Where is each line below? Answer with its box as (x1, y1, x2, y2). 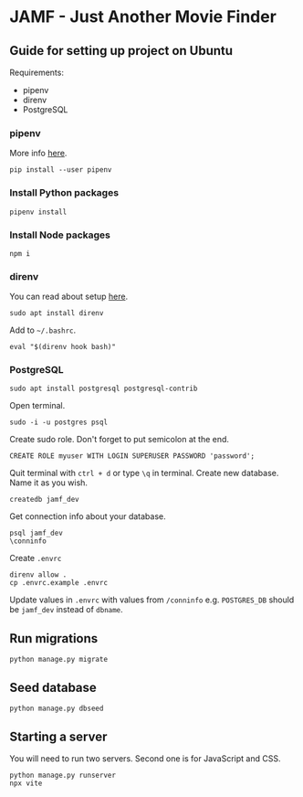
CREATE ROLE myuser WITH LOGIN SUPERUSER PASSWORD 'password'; (9, 452, 256, 461)
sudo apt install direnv (9, 309, 104, 318)
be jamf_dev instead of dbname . (9, 604, 123, 615)
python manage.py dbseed (9, 704, 104, 714)
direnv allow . (9, 570, 68, 579)
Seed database (9, 679, 98, 696)
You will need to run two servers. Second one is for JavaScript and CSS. (9, 752, 281, 764)
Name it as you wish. (9, 477, 89, 488)
